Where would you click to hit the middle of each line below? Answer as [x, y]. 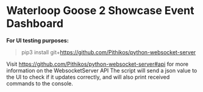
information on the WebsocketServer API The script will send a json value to [102, 70]
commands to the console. [40, 83]
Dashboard [35, 23]
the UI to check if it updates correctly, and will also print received [88, 77]
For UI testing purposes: [37, 40]
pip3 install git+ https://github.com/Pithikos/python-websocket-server [109, 52]
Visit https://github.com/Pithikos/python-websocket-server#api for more [98, 64]
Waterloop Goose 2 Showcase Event [100, 11]
